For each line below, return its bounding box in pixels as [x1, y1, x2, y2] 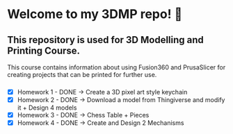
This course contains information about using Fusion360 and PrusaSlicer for [7, 63, 226, 72]
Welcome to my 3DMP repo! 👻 [7, 6, 183, 22]
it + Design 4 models [17, 103, 77, 112]
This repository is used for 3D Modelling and [7, 34, 204, 46]
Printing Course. [7, 44, 81, 56]
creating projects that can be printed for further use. [7, 71, 157, 78]
